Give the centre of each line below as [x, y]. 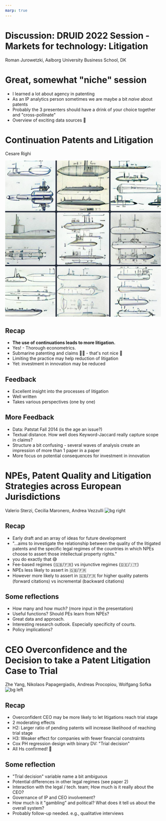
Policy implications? [32, 630]
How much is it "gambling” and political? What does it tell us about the [84, 803]
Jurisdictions [33, 497]
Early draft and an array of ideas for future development [69, 538]
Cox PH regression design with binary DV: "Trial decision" [71, 744]
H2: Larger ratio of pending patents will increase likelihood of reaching [84, 728]
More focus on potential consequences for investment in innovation [81, 456]
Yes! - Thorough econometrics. [44, 348]
